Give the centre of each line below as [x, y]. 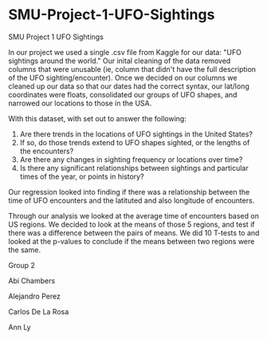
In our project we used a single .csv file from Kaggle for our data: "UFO [125, 52]
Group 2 [22, 265]
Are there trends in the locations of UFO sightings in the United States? [136, 134]
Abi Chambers [32, 280]
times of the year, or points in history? [82, 176]
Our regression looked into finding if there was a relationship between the [129, 192]
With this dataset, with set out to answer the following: [98, 118]
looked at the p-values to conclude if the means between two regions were [132, 241]
